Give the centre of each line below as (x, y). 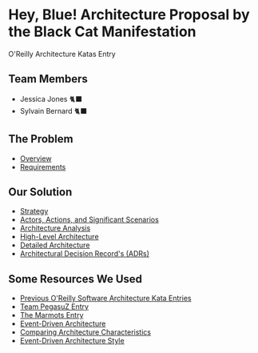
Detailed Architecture (55, 245)
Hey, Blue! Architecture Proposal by (129, 15)
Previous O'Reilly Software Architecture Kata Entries (105, 299)
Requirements (43, 166)
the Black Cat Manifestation (102, 32)
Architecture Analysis (55, 228)
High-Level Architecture (59, 237)
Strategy (34, 211)
